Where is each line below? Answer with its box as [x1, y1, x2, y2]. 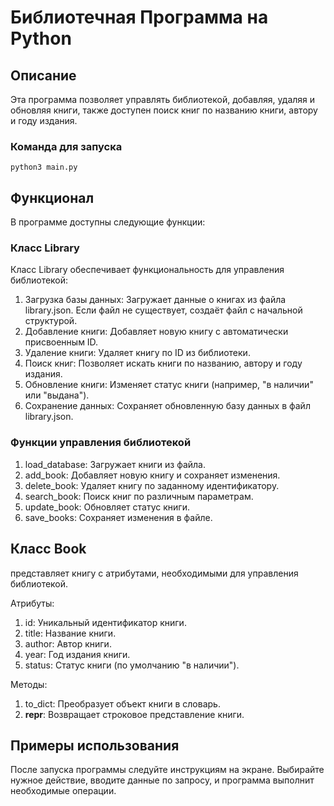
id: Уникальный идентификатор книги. [24, 616, 187, 628]
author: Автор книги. [24, 637, 112, 650]
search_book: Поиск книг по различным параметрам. [24, 490, 254, 502]
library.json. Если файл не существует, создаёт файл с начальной [24, 304, 303, 316]
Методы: [10, 678, 48, 690]
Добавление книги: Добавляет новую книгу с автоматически [24, 326, 289, 338]
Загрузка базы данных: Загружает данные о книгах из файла [24, 294, 287, 306]
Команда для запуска [10, 139, 123, 153]
